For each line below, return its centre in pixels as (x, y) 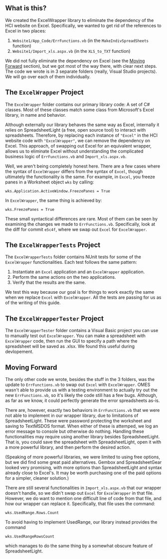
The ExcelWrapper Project (44, 93)
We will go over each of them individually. (48, 76)
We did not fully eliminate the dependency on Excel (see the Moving (75, 61)
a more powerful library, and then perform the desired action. (68, 447)
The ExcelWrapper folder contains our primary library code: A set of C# (78, 104)
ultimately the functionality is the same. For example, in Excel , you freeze (80, 177)
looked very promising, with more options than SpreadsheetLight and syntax (83, 468)
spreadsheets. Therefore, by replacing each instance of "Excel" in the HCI (82, 135)
